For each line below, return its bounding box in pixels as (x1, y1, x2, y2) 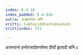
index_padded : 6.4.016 (5, 12, 53, 17)
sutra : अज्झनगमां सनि (5, 17, 43, 22)
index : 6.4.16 (5, 7, 35, 13)
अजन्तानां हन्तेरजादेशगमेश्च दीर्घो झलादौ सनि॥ (5, 44, 78, 50)
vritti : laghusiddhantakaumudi (5, 21, 71, 27)
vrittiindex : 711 (5, 26, 42, 31)
